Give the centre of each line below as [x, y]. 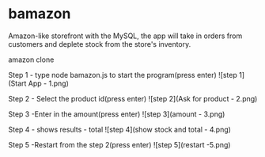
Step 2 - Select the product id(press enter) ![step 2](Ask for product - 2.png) [133, 98]
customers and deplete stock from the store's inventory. [100, 44]
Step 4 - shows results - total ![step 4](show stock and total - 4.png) [120, 129]
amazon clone [31, 59]
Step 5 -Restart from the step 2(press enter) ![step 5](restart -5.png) [119, 144]
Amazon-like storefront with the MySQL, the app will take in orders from [125, 36]
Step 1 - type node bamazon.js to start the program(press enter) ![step [123, 75]
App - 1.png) [48, 83]
